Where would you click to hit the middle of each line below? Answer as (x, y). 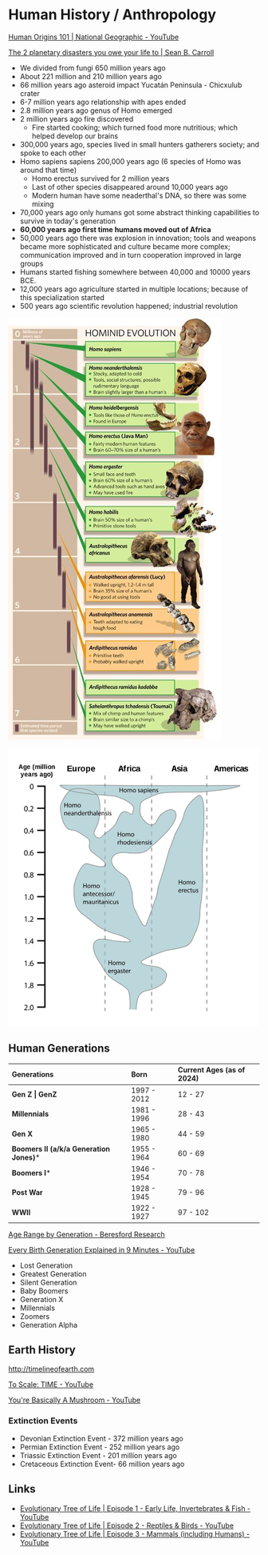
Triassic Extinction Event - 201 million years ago (98, 1455)
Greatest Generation (53, 1273)
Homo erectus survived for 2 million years (100, 178)
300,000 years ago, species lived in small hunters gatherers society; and (140, 144)
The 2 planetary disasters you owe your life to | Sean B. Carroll (111, 52)
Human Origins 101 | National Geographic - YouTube (94, 37)
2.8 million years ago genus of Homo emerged (96, 110)
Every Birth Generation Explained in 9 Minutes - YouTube (102, 1249)
